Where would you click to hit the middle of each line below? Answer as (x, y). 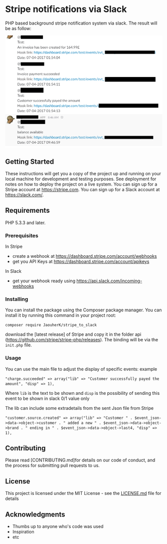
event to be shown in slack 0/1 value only (47, 398)
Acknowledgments (35, 514)
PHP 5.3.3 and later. (25, 222)
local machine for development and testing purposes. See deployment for (81, 179)
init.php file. (19, 345)
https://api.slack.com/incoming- (109, 281)
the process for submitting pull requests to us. (52, 465)
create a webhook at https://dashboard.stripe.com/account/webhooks (84, 256)
